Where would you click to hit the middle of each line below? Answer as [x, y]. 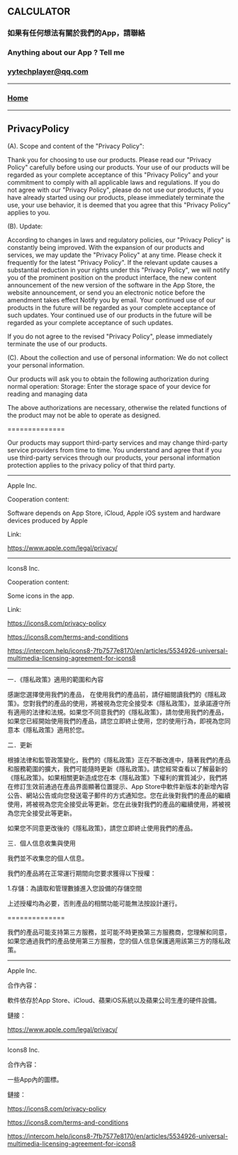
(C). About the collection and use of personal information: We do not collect [118, 358]
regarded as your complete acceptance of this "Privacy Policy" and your [113, 175]
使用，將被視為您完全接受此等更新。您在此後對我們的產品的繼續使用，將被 [116, 804]
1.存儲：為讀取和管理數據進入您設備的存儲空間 [75, 888]
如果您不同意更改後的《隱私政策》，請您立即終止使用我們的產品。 [102, 828]
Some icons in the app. [41, 596]
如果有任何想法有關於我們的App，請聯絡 [76, 33]
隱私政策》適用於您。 [57, 729]
